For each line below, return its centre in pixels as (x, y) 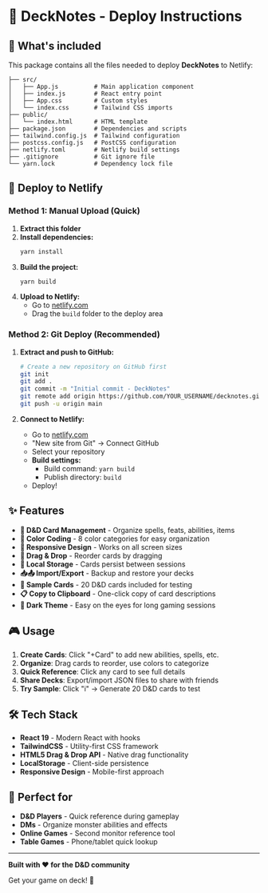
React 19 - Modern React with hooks (80, 738)
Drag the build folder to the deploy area (97, 314)
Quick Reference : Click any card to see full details (102, 671)
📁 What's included (55, 46)
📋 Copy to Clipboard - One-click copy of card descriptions (118, 593)
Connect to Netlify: (52, 418)
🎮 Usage (32, 631)
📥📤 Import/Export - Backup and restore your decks (106, 573)
